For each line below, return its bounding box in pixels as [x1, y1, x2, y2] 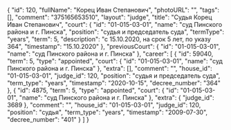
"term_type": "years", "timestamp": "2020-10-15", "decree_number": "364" [7, 79, 221, 87]
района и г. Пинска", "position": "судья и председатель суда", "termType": [7, 28, 225, 36]
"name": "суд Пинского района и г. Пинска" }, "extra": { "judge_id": [19, 94, 214, 102]
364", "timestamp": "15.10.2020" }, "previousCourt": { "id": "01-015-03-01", [7, 43, 221, 50]
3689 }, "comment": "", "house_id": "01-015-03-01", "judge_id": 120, [7, 101, 201, 109]
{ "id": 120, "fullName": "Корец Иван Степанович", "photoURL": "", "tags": [7, 6, 220, 14]
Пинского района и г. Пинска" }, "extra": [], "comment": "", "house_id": [7, 65, 212, 72]
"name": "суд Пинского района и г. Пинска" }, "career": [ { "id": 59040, [7, 50, 214, 58]
